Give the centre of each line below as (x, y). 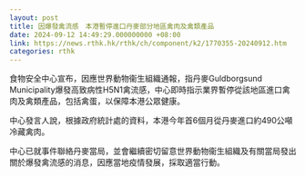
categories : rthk (42, 52)
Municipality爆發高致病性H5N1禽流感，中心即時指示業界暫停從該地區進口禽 (150, 90)
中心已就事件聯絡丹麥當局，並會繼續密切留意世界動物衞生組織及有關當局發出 (153, 152)
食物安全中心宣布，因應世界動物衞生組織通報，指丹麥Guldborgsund (136, 79)
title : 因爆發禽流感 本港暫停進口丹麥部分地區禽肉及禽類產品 (112, 26)
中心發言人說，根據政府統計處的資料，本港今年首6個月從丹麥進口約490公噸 (151, 121)
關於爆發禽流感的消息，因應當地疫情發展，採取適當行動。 (117, 162)
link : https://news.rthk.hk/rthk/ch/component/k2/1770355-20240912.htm (148, 43)
